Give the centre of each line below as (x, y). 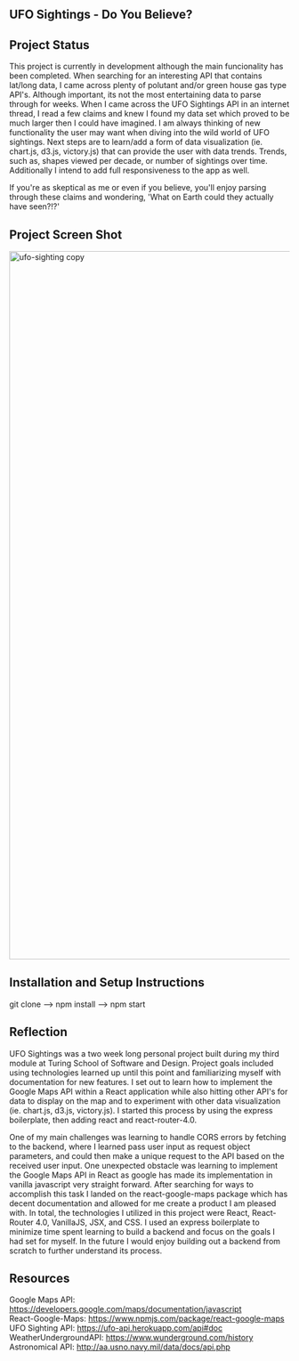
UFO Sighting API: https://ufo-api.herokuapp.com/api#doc (116, 1328)
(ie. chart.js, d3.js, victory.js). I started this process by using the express (141, 1110)
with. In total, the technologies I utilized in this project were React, (130, 1212)
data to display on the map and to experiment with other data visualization (145, 1101)
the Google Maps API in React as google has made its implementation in (141, 1175)
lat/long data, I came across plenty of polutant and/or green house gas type (148, 85)
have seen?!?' (35, 207)
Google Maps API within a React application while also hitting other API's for (149, 1091)
